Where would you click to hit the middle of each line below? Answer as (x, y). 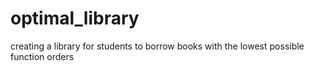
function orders (42, 56)
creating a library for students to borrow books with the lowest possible (157, 46)
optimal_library (75, 18)
